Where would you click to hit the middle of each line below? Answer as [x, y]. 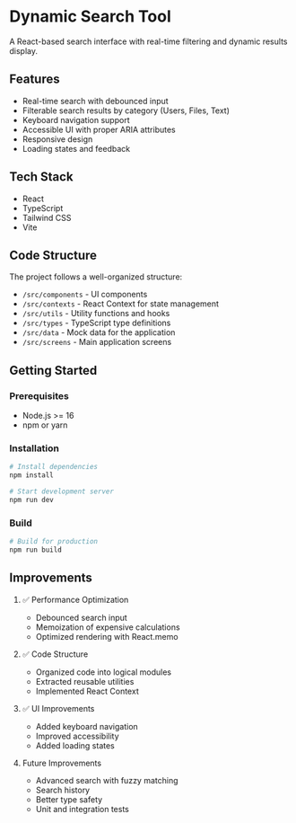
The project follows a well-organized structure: [96, 277]
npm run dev [31, 500]
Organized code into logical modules [104, 672]
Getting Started [53, 370]
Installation [35, 448]
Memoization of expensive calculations [108, 627]
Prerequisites [39, 395]
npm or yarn [45, 425]
